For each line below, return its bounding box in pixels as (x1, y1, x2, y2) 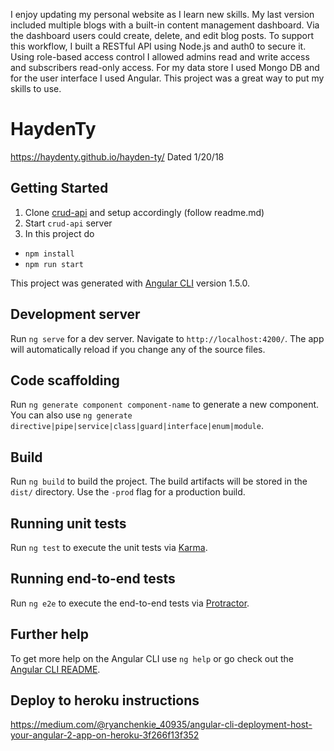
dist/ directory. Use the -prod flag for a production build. (10, 486, 246, 498)
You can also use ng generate (10, 409, 133, 421)
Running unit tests (10, 515, 127, 532)
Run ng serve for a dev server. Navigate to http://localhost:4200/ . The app (10, 332, 325, 344)
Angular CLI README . (10, 663, 101, 675)
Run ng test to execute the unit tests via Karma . (10, 542, 208, 553)
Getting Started (10, 180, 109, 197)
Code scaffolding (10, 372, 120, 389)
